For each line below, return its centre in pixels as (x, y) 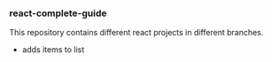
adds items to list (53, 50)
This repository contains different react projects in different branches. (136, 33)
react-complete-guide (58, 13)
